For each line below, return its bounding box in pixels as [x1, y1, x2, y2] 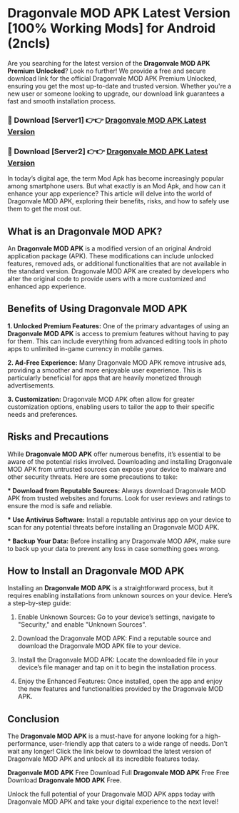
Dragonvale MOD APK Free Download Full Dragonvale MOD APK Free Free [7, 769, 230, 777]
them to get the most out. [7, 205, 82, 213]
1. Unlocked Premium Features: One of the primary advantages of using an [7, 321, 230, 330]
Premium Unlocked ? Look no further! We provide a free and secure [7, 66, 206, 75]
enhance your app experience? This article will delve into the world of [7, 189, 213, 198]
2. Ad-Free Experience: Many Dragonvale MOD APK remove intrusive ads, [7, 358, 227, 367]
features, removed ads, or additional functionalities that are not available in [7, 259, 227, 268]
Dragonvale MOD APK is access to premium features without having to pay [7, 329, 230, 338]
